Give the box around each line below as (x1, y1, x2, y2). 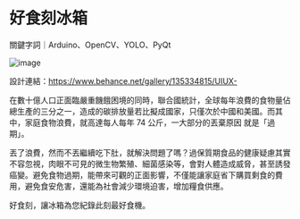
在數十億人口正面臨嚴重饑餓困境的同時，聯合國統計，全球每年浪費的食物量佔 (9, 95, 291, 105)
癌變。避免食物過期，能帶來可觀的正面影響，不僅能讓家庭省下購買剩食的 (9, 169, 275, 180)
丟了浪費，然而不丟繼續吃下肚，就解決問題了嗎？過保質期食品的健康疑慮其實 (9, 147, 291, 157)
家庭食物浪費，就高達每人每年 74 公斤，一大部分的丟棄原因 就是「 (24, 117, 268, 128)
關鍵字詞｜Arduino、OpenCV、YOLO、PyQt (9, 39, 171, 50)
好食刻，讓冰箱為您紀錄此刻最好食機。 (9, 199, 150, 210)
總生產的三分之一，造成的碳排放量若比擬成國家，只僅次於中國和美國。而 (9, 105, 275, 116)
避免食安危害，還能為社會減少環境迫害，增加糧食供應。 (24, 181, 229, 191)
